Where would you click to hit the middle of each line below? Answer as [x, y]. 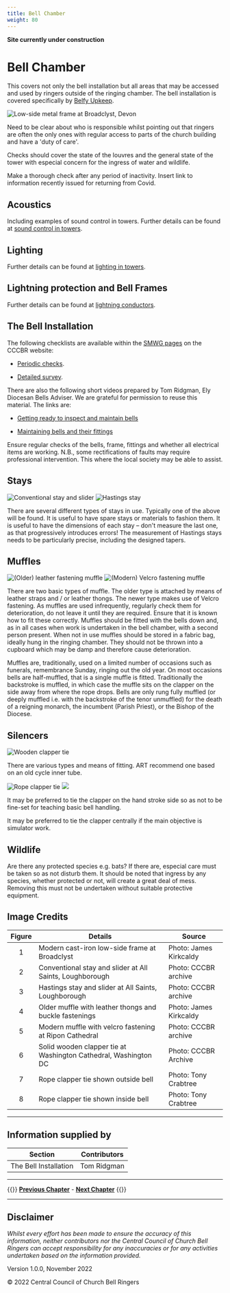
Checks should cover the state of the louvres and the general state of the [110, 155]
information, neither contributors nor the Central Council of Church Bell [107, 1241]
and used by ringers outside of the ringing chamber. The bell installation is [112, 93]
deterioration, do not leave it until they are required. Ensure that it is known [112, 613]
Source [194, 936]
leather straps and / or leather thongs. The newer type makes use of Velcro [113, 599]
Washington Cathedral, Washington [95, 1055]
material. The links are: [39, 404]
